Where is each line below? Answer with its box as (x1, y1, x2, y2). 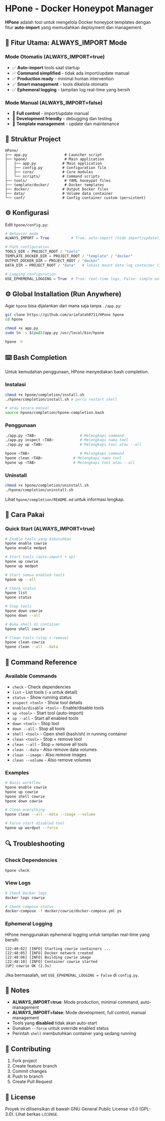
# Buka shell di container (5, 622, 60, 627)
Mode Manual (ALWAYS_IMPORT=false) (5, 99, 103, 106)
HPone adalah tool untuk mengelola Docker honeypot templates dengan (5, 19, 151, 25)
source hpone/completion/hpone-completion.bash (5, 410, 105, 415)
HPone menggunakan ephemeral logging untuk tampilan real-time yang (5, 931, 150, 937)
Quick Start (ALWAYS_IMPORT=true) (5, 525, 95, 532)
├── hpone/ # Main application (5, 157, 105, 162)
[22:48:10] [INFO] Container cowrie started (5, 959, 98, 964)
